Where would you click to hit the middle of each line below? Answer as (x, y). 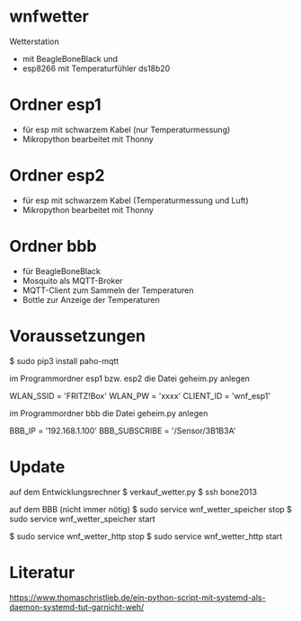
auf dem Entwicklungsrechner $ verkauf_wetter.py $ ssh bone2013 (133, 492)
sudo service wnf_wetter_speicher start (82, 519)
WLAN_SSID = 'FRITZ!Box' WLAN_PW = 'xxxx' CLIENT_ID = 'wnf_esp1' (140, 395)
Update (37, 467)
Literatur (42, 572)
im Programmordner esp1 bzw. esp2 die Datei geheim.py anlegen (129, 378)
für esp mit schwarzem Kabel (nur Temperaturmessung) (126, 129)
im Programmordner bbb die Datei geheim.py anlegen (109, 413)
